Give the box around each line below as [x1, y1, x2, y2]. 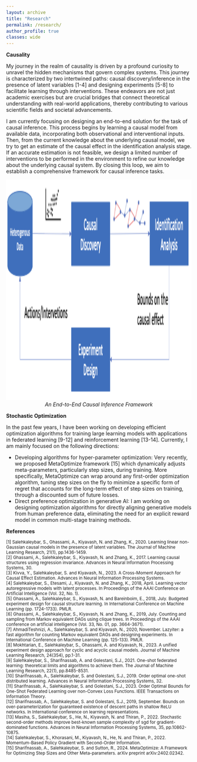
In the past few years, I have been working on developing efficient [6, 424, 166, 431]
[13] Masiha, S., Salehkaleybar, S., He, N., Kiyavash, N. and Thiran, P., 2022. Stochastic [6, 714, 182, 720]
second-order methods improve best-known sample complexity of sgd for [6, 720, 156, 726]
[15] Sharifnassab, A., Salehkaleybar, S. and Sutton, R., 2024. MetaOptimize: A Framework [6, 745, 188, 751]
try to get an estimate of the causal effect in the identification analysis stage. [6, 143, 192, 150]
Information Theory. [6, 694, 46, 700]
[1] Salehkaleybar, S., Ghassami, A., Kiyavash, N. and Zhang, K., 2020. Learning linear [6, 539, 179, 545]
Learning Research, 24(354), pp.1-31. [6, 653, 81, 658]
